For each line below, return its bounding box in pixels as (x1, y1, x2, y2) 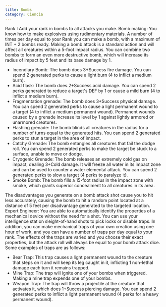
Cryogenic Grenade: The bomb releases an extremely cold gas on (12, 156, 147, 162)
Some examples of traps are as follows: (5, 245, 86, 251)
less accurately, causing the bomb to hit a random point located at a (5, 197, 144, 203)
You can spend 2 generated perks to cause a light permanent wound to (12, 103, 158, 109)
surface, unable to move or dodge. (12, 151, 83, 156)
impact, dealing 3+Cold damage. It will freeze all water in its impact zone (12, 161, 161, 167)
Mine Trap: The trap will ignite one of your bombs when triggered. (12, 270, 147, 276)
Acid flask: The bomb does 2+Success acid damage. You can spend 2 (12, 82, 156, 88)
